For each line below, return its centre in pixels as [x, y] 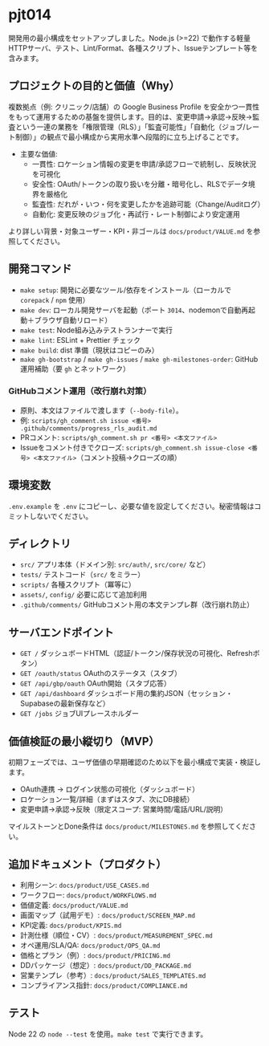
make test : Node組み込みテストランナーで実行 [96, 330]
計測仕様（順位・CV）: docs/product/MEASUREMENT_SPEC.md [116, 935]
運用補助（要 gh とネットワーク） [75, 368]
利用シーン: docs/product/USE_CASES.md [85, 885]
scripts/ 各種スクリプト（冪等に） [78, 584]
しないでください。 [61, 516]
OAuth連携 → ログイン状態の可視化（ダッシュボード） [110, 789]
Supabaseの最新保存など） [65, 703]
